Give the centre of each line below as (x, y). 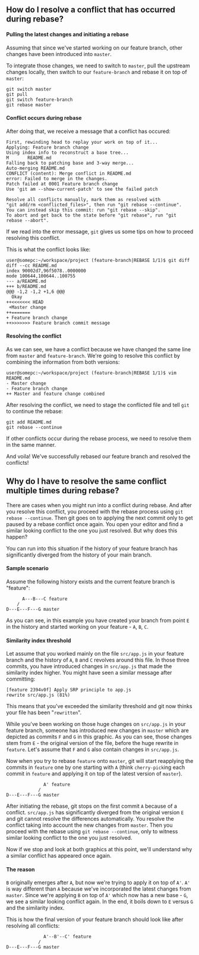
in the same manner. (31, 445)
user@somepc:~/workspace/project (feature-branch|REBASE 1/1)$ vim (91, 373)
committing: (21, 679)
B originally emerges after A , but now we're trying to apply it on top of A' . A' (98, 883)
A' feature (57, 785)
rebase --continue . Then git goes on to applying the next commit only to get (99, 518)
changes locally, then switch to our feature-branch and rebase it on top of (97, 72)
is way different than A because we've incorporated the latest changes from (99, 889)
